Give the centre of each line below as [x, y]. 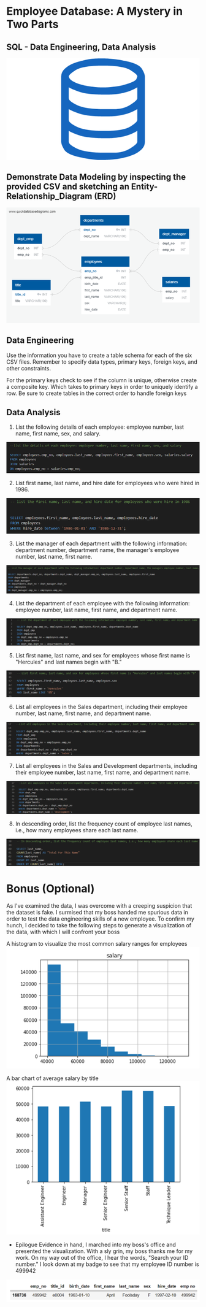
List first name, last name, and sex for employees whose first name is [103, 655]
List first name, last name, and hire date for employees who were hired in [107, 483]
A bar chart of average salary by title [53, 1078]
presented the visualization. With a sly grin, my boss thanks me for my [104, 1251]
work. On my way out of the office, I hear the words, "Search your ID [102, 1257]
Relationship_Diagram [49, 196]
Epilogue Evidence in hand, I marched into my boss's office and [96, 1244]
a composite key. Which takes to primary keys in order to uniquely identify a [102, 386]
